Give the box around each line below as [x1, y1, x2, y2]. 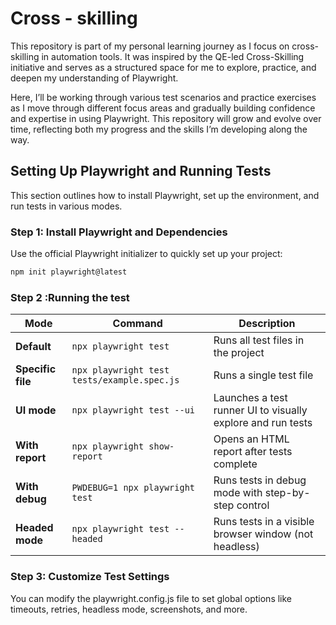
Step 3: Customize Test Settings [10, 570, 170, 584]
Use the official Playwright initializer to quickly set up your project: [10, 248, 283, 260]
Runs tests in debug [213, 473, 307, 487]
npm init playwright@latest [10, 267, 128, 277]
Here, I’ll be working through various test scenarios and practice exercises [10, 91, 317, 103]
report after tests [213, 445, 293, 459]
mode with [213, 486, 263, 500]
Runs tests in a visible [213, 515, 315, 529]
